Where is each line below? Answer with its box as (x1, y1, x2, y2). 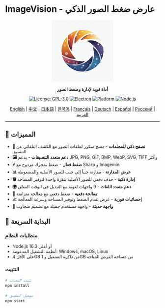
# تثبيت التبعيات (5, 278, 32, 283)
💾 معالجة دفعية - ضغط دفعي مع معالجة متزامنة (12, 191, 98, 196)
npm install (5, 283, 29, 288)
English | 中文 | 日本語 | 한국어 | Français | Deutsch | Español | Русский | (9, 106, 156, 112)
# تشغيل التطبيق (5, 293, 33, 298)
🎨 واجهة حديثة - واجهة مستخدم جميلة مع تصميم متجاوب (12, 203, 113, 209)
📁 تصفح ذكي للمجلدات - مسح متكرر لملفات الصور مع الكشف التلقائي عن (12, 143, 146, 149)
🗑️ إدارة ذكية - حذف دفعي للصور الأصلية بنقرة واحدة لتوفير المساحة (12, 176, 135, 182)
